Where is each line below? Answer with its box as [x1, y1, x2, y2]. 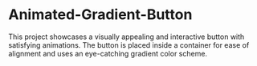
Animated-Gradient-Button [8, 6, 193, 24]
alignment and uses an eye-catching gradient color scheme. [8, 49, 207, 58]
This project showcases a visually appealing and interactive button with [8, 32, 245, 41]
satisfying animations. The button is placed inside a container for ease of [8, 40, 250, 49]
